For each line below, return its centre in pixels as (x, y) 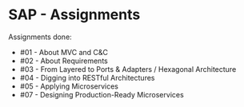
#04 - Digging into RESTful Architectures (87, 77)
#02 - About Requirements (64, 61)
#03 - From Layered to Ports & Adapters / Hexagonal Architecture (128, 69)
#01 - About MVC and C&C (64, 52)
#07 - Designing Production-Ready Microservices (102, 94)
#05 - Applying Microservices (69, 86)
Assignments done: (40, 37)
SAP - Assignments (74, 15)
